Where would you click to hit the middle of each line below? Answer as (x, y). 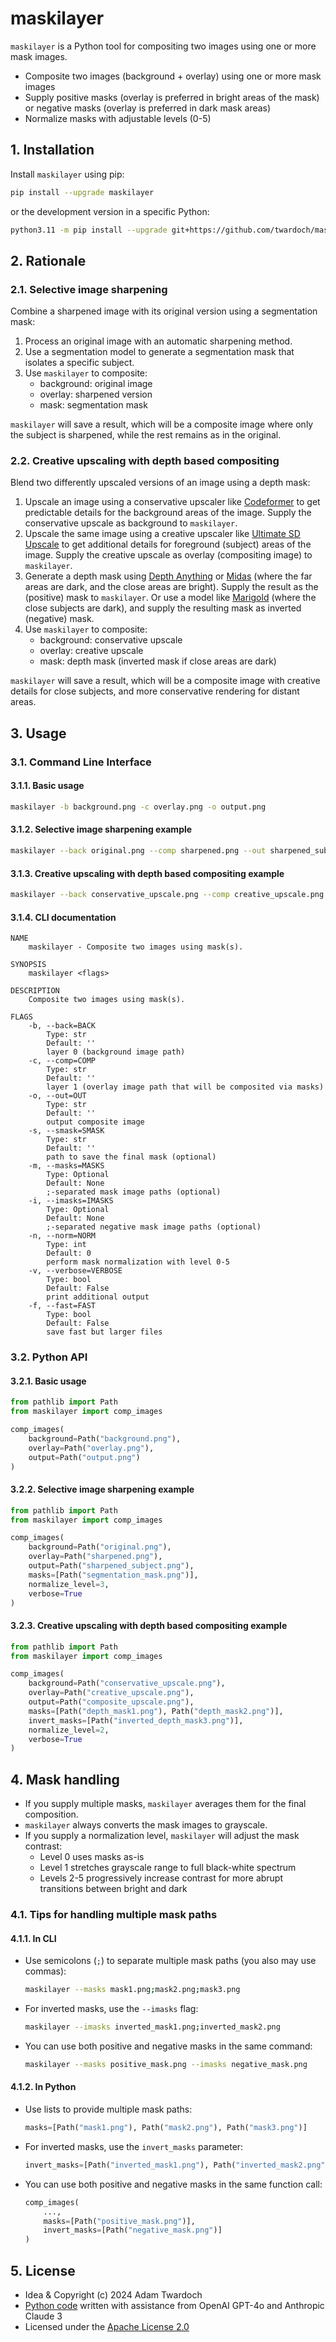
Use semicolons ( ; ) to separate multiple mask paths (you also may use (170, 1961)
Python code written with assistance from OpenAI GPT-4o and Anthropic (174, 2305)
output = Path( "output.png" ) (84, 1457)
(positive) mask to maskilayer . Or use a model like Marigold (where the (170, 598)
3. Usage (38, 733)
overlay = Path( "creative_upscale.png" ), (111, 1693)
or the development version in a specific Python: (110, 211)
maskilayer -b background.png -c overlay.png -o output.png (138, 807)
